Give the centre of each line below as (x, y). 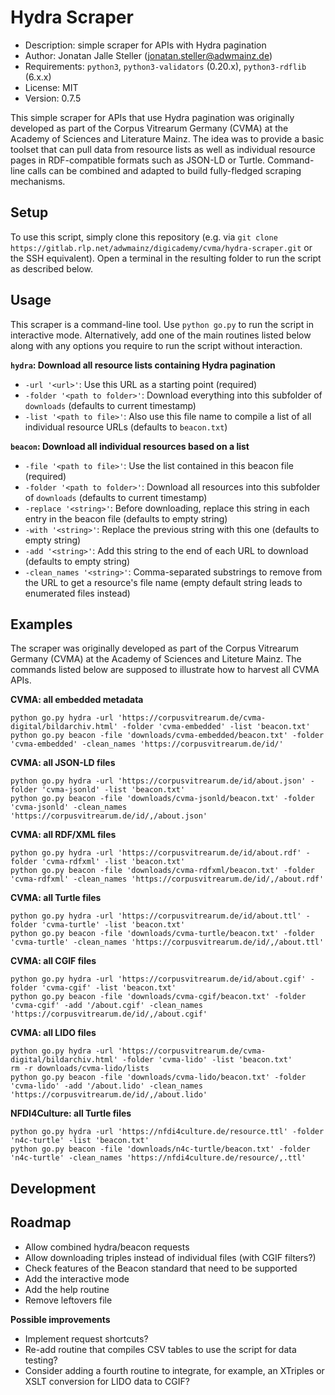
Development (53, 1188)
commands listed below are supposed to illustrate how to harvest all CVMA (165, 670)
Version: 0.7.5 (53, 98)
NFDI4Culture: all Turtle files (71, 1113)
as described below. (52, 268)
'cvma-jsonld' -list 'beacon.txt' (113, 790)
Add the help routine (67, 1289)
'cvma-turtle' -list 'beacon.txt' (113, 925)
